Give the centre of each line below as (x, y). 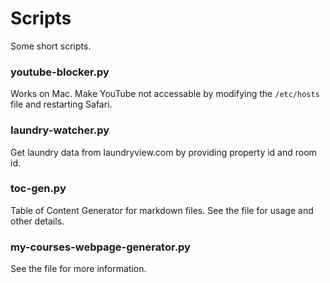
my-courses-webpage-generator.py (100, 247)
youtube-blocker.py (60, 72)
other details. (37, 221)
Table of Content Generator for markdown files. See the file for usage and (162, 210)
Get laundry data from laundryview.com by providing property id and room (163, 152)
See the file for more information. (78, 269)
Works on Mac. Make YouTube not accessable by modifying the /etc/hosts (165, 94)
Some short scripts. (51, 46)
